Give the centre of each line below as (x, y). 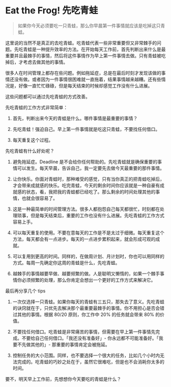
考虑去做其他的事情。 (45, 62)
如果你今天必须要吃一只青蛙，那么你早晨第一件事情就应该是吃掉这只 (89, 26)
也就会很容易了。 (39, 198)
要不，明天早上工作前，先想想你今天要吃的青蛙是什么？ (63, 379)
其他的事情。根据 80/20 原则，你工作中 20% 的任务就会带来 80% (85, 314)
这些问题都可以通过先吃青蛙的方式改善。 (48, 96)
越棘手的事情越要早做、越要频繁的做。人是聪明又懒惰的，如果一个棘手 (86, 274)
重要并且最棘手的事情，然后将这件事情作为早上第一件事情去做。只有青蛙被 (83, 55)
